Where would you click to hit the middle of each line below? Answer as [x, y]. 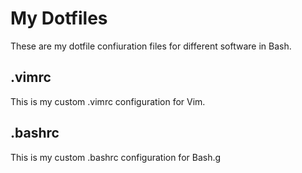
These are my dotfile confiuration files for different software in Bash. [151, 46]
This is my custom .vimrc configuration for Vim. [108, 101]
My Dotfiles [59, 18]
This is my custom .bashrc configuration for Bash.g [116, 157]
